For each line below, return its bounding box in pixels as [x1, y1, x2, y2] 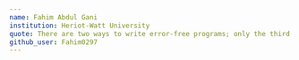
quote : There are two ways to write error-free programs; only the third [9, 29, 291, 38]
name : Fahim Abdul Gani [9, 12, 98, 22]
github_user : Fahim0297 [9, 37, 98, 47]
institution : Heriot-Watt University [9, 21, 150, 30]
